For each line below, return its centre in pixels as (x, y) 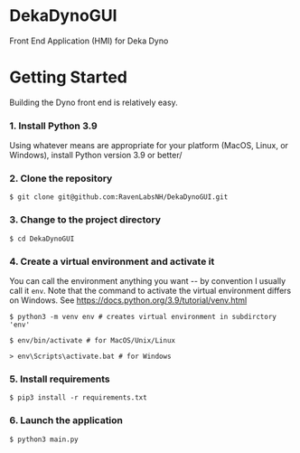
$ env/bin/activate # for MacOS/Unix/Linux (93, 341)
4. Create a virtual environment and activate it (112, 261)
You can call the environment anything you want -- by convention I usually (148, 281)
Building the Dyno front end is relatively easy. (94, 102)
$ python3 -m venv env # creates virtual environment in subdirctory (143, 317)
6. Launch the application (66, 420)
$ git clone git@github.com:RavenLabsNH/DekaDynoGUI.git (119, 197)
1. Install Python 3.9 (53, 126)
